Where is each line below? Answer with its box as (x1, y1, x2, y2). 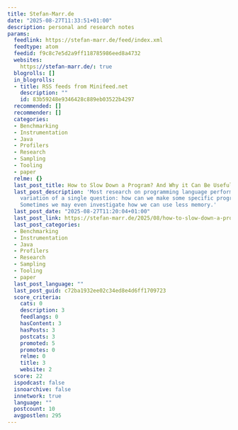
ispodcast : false (13, 379, 65, 386)
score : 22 (13, 373, 42, 380)
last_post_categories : (13, 221, 81, 228)
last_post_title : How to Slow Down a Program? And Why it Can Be (13, 181, 211, 188)
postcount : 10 (13, 405, 55, 413)
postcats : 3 (20, 333, 55, 340)
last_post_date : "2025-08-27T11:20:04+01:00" (13, 208, 151, 215)
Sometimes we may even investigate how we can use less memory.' (20, 201, 217, 209)
